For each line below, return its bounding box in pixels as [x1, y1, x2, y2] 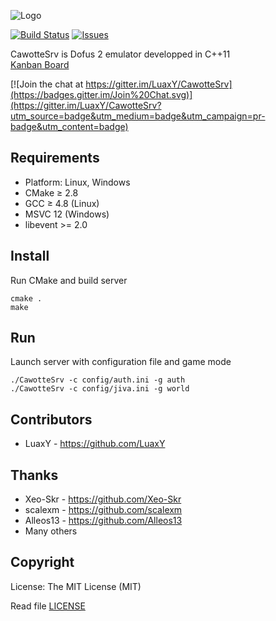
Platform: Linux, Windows [24, 176, 131, 188]
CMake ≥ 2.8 [24, 186, 79, 199]
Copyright [10, 554, 75, 571]
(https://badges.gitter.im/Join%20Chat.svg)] [10, 89, 193, 100]
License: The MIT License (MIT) [10, 580, 142, 592]
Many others [24, 525, 78, 537]
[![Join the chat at [10, 78, 84, 90]
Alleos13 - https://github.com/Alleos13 [24, 515, 183, 527]
